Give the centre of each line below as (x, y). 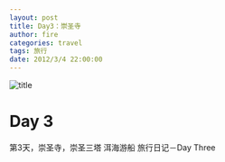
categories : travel (46, 43)
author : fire (34, 34)
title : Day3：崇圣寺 (45, 26)
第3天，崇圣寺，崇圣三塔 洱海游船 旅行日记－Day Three (112, 147)
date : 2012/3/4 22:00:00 (56, 59)
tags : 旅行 (28, 51)
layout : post (34, 18)
